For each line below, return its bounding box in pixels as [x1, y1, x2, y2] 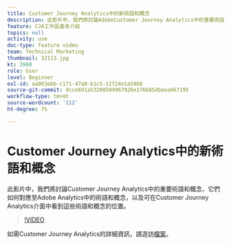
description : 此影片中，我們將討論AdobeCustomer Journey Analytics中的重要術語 [7, 16, 225, 23]
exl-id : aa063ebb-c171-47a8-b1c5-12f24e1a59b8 [7, 80, 143, 87]
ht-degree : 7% [7, 106, 48, 113]
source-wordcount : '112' [7, 100, 78, 106]
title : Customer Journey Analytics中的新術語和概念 [7, 10, 150, 17]
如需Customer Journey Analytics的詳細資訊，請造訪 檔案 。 [7, 229, 173, 237]
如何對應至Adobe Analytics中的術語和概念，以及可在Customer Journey [7, 193, 209, 201]
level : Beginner [7, 73, 54, 81]
